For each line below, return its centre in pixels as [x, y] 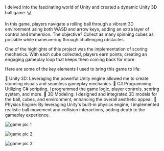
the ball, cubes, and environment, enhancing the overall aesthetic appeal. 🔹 [81, 99]
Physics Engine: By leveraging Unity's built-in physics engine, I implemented [82, 104]
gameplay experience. [27, 115]
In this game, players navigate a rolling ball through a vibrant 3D [69, 24]
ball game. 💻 [18, 13]
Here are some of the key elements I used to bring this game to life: [73, 69]
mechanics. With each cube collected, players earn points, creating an [76, 54]
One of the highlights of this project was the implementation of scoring [76, 49]
